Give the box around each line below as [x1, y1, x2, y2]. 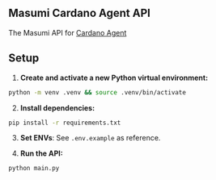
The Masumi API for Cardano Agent [8, 27, 127, 37]
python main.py [8, 165, 60, 173]
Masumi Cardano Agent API [8, 6, 151, 20]
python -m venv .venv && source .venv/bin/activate [8, 88, 186, 96]
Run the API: [19, 149, 63, 158]
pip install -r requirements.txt [8, 119, 121, 127]
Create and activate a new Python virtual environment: [19, 73, 209, 82]
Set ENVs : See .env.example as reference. [19, 133, 161, 143]
